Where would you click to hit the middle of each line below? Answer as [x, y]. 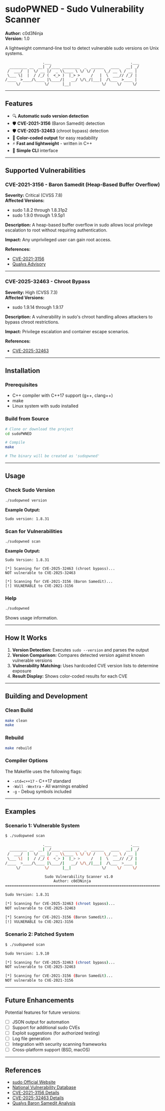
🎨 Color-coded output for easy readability [55, 138]
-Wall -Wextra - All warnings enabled [50, 786]
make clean [16, 721]
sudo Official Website [34, 1082]
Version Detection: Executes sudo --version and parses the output [80, 650]
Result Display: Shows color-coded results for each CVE [70, 676]
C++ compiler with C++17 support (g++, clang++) [62, 395]
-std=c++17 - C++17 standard [41, 781]
